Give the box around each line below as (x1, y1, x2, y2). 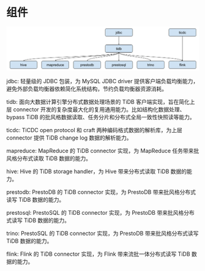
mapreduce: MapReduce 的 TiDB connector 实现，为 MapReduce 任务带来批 (6, 147, 199, 154)
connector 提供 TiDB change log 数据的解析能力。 (6, 134, 133, 141)
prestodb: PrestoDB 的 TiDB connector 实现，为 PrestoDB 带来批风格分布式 (6, 188, 196, 196)
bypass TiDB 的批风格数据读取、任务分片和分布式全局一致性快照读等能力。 (6, 113, 196, 121)
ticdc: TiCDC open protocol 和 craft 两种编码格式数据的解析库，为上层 (6, 126, 182, 133)
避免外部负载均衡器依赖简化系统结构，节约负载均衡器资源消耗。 (6, 85, 167, 92)
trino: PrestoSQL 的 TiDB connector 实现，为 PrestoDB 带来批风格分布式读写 (6, 229, 199, 237)
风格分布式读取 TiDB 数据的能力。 (6, 154, 92, 162)
